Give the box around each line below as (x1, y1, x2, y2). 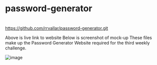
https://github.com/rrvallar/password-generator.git (5, 25, 109, 31)
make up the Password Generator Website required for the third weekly (5, 40, 150, 46)
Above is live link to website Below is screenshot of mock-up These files (5, 35, 152, 41)
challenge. (5, 45, 27, 51)
